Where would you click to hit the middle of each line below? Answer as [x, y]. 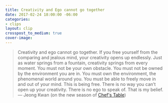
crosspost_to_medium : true [34, 33]
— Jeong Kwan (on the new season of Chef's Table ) [72, 95]
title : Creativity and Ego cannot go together [55, 10]
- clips [13, 24]
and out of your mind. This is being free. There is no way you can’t [87, 84]
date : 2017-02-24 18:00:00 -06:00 [42, 15]
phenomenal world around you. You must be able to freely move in [87, 79]
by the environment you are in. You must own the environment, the [87, 73]
